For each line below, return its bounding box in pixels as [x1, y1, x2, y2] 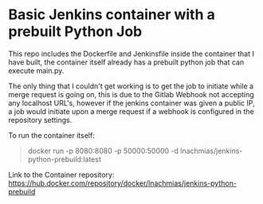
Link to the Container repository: [8, 170, 115, 179]
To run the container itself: [8, 130, 96, 140]
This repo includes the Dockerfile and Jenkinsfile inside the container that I [8, 49, 255, 58]
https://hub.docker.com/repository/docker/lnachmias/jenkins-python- [8, 178, 237, 188]
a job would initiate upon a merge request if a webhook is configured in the [8, 106, 254, 116]
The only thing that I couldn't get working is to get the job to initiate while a [8, 81, 253, 91]
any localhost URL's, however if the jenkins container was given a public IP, [8, 98, 255, 108]
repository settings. [8, 115, 73, 124]
